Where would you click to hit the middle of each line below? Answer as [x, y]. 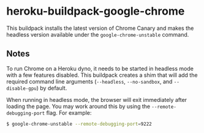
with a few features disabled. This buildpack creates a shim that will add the [102, 75]
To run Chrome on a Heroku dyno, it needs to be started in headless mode [100, 68]
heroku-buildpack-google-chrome [96, 11]
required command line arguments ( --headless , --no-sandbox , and [89, 81]
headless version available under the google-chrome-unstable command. [98, 34]
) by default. [52, 88]
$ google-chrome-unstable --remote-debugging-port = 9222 [79, 124]
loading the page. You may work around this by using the [78, 106]
